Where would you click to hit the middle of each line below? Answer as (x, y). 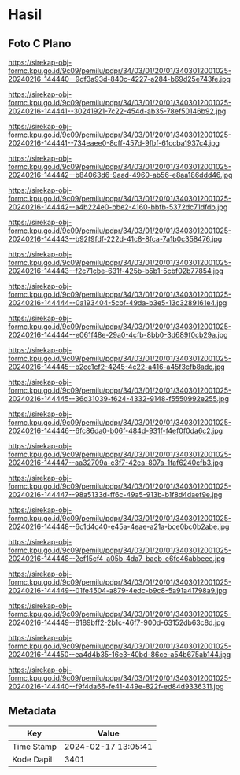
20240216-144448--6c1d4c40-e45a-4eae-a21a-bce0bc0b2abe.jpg (119, 526)
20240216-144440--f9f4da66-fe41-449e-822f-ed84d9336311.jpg (116, 686)
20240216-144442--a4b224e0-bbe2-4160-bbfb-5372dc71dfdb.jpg (118, 207)
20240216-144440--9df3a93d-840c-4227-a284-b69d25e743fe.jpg (119, 79)
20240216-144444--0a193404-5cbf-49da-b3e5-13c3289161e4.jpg (118, 303)
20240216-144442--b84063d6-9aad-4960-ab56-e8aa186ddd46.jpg (120, 175)
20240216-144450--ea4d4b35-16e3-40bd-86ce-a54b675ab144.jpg (119, 654)
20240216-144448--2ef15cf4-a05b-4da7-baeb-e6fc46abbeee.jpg (117, 559)
